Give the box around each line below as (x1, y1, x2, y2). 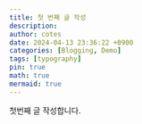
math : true (9, 71, 50, 80)
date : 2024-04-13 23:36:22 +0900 (9, 37, 134, 47)
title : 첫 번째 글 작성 (9, 12, 87, 22)
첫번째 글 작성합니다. (9, 104, 81, 116)
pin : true (9, 63, 46, 72)
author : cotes (9, 29, 63, 38)
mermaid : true (9, 79, 63, 88)
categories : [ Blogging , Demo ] (9, 46, 122, 55)
